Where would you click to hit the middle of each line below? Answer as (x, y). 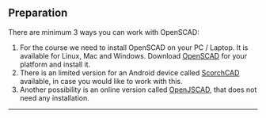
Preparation (38, 13)
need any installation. (54, 97)
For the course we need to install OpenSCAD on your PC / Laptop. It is (134, 48)
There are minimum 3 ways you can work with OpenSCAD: (104, 32)
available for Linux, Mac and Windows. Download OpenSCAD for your (133, 55)
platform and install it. (55, 64)
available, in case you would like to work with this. (101, 81)
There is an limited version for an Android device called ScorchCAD (129, 72)
